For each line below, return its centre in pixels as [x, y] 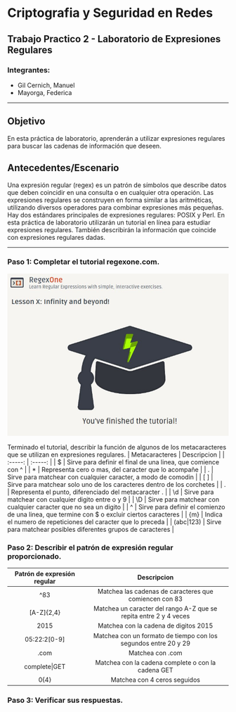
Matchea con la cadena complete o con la [156, 663]
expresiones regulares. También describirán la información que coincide [112, 229]
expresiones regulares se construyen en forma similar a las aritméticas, [111, 200]
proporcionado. [34, 556]
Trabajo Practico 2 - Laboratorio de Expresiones [114, 39]
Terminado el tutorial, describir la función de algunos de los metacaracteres [117, 447]
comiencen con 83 [155, 599]
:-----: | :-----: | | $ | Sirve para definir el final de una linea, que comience [113, 462]
